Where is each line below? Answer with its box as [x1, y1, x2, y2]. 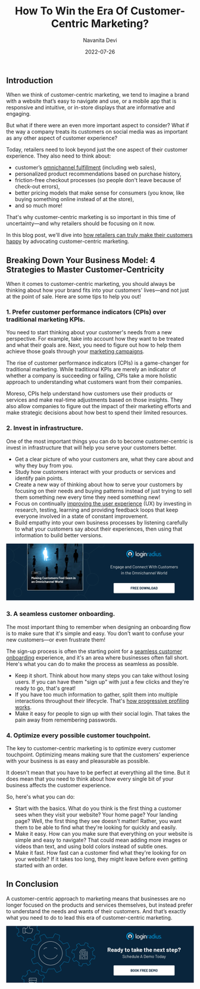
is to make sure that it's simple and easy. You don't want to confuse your [6, 630, 185, 637]
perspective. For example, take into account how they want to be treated [6, 335, 185, 343]
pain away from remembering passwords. [14, 716, 117, 723]
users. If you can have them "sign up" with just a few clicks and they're [14, 678, 189, 685]
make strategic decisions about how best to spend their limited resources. [6, 409, 187, 416]
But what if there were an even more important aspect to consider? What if [6, 122, 189, 129]
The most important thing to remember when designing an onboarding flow [6, 623, 191, 630]
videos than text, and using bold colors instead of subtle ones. [14, 843, 168, 850]
